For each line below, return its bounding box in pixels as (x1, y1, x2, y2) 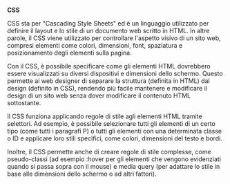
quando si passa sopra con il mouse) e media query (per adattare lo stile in (7, 163, 220, 170)
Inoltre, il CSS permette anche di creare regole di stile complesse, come (7, 148, 212, 156)
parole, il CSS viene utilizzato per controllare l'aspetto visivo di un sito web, (7, 34, 221, 42)
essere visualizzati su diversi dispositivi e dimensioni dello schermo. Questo (7, 69, 223, 77)
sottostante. (7, 99, 41, 107)
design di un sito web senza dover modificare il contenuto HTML (7, 91, 191, 100)
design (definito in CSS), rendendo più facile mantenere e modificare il (7, 84, 207, 92)
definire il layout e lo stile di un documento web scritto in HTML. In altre (7, 27, 210, 35)
